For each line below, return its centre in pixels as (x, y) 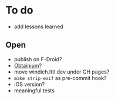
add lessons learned (39, 26)
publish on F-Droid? (38, 59)
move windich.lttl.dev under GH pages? (62, 72)
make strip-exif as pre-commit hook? (60, 78)
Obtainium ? (28, 65)
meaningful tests (34, 90)
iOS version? (29, 84)
